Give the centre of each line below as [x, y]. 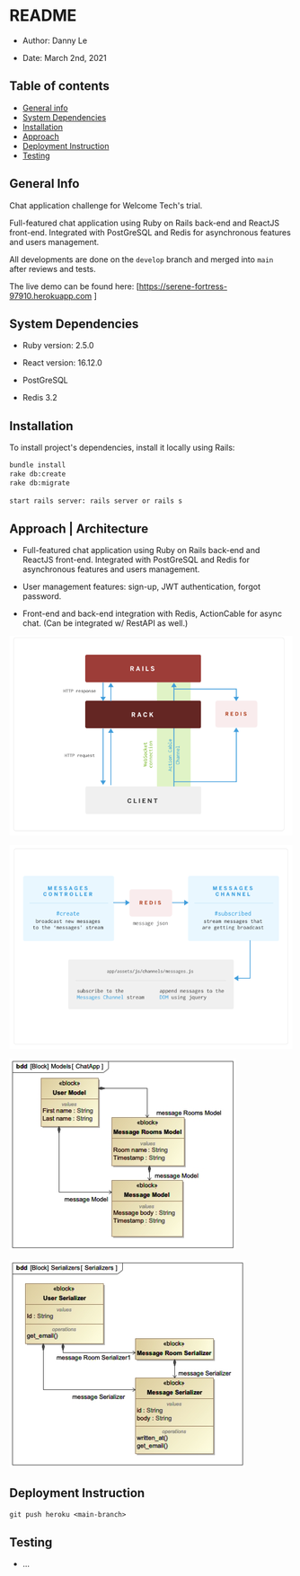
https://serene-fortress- [183, 286]
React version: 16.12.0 [62, 363]
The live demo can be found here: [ [75, 286]
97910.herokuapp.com [51, 295]
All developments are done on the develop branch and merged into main [141, 259]
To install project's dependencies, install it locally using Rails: [122, 448]
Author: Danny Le [55, 40]
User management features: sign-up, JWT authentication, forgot [141, 586]
